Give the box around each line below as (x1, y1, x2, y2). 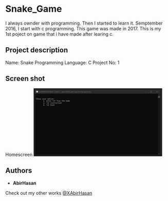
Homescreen (5, 151, 33, 157)
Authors (5, 166, 32, 175)
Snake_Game (5, 3, 63, 15)
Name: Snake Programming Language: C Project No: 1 (5, 59, 120, 66)
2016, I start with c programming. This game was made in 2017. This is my (5, 25, 161, 31)
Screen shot (5, 74, 45, 83)
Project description (5, 46, 68, 54)
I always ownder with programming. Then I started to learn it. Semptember (5, 20, 163, 26)
